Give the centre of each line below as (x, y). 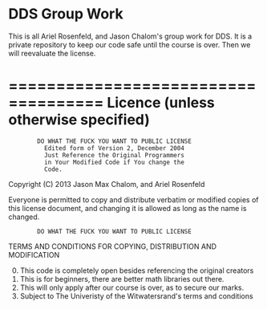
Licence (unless (161, 103)
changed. (24, 217)
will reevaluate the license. (52, 53)
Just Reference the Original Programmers (114, 155)
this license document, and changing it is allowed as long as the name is (127, 208)
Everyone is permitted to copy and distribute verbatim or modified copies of (133, 199)
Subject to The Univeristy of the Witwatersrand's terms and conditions (137, 296)
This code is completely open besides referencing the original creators (137, 270)
